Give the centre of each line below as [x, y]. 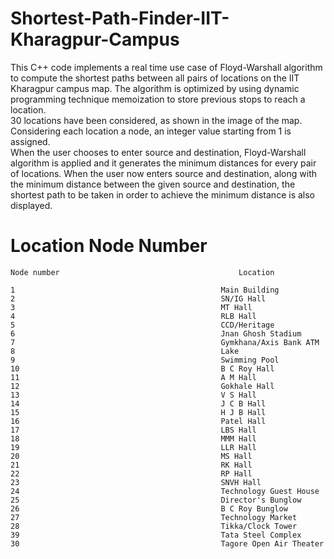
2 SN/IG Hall [138, 298]
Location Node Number [109, 246]
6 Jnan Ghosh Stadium [156, 333]
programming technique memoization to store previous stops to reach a [158, 99]
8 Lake [125, 351]
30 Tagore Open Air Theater [167, 543]
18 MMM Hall [133, 438]
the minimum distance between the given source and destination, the [153, 184]
